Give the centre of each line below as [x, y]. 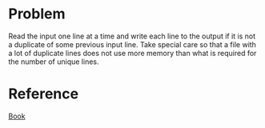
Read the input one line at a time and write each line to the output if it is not [132, 36]
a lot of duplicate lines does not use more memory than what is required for [132, 53]
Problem [37, 14]
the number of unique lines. [54, 62]
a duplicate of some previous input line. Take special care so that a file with [132, 44]
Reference [43, 94]
